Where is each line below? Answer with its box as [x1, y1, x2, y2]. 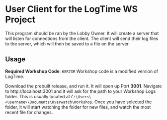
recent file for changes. [5, 109, 53, 115]
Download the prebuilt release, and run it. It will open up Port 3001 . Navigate [5, 83, 162, 89]
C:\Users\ [71, 94, 91, 99]
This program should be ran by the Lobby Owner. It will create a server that [5, 30, 159, 36]
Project [5, 14, 36, 25]
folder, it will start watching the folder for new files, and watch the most [5, 104, 151, 110]
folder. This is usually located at [5, 93, 71, 99]
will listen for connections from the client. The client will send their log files [5, 36, 159, 41]
